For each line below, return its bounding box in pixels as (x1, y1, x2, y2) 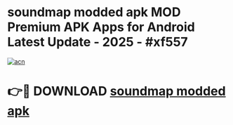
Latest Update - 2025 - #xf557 (7, 34, 188, 50)
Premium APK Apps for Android (7, 19, 195, 35)
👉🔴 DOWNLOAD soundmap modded (7, 84, 226, 99)
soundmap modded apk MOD (7, 4, 181, 20)
